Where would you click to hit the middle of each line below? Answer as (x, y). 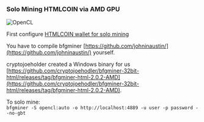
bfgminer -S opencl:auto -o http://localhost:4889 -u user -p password (100, 108)
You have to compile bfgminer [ (46, 46)
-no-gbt (16, 113)
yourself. (104, 52)
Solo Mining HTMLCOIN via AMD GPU (63, 9)
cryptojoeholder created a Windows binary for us (68, 64)
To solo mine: (23, 102)
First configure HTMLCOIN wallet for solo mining (68, 34)
